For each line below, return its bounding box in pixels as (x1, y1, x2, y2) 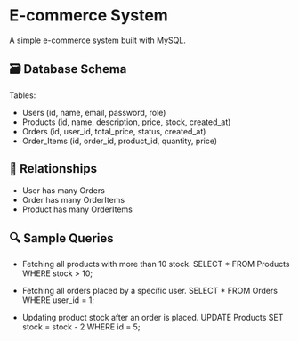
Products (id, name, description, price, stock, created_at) (21, 117, 231, 127)
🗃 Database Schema (9, 61, 127, 77)
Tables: (9, 90, 36, 101)
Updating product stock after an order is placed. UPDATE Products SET (21, 313, 284, 323)
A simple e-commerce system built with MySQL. (9, 35, 187, 45)
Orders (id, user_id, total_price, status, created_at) (21, 126, 206, 136)
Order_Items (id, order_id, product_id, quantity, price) (21, 135, 218, 146)
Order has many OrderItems (21, 194, 125, 205)
